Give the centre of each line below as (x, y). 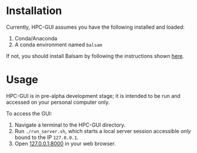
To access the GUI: (29, 113)
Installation (34, 11)
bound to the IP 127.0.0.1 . (46, 137)
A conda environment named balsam (58, 45)
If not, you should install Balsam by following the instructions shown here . (95, 56)
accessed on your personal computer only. (58, 102)
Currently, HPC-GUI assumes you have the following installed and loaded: (96, 27)
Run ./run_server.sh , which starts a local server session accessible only (103, 131)
